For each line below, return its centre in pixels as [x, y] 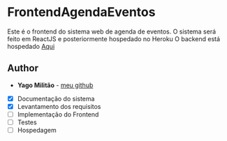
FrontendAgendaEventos [81, 12]
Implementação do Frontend [58, 114]
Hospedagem [37, 130]
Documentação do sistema [56, 98]
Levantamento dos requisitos [59, 106]
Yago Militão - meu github [55, 85]
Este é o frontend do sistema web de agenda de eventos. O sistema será [112, 31]
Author [23, 68]
